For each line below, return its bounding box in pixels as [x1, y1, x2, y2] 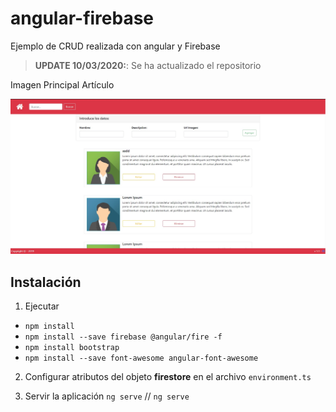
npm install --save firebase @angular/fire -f [24, 332, 223, 342]
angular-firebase [10, 7, 155, 30]
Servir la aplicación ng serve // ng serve [24, 390, 190, 402]
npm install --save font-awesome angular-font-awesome [24, 353, 259, 364]
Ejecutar [24, 300, 60, 312]
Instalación [10, 273, 82, 291]
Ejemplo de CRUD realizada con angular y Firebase [10, 40, 221, 52]
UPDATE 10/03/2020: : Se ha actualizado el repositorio [34, 59, 262, 71]
